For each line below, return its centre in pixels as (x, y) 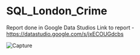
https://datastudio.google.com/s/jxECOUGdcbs (65, 33)
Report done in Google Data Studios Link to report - (70, 27)
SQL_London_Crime (57, 11)
